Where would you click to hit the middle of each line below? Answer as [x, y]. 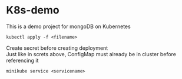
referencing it [22, 60]
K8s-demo [33, 10]
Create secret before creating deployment [57, 48]
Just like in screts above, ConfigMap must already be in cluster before [91, 54]
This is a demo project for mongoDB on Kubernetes [68, 26]
